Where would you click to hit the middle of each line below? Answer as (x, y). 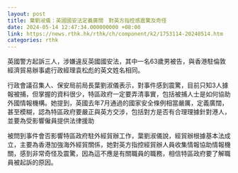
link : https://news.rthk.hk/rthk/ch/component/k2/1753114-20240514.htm (115, 34)
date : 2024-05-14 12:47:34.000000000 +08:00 (74, 27)
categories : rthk (33, 40)
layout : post (27, 14)
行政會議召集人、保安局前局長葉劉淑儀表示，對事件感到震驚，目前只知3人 (115, 85)
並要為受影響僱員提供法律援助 (51, 121)
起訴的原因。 (38, 162)
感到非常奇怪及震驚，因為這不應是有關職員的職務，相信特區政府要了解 (122, 154)
